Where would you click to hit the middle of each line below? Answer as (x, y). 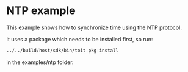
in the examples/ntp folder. (40, 62)
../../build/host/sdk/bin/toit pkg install (63, 50)
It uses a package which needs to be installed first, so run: (80, 39)
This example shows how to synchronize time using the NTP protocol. (94, 27)
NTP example (41, 11)
